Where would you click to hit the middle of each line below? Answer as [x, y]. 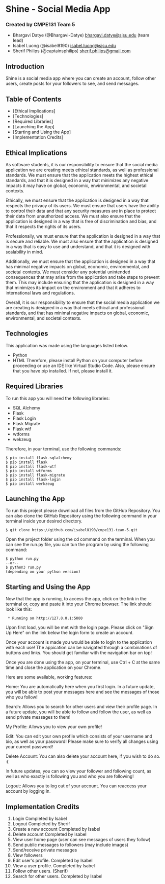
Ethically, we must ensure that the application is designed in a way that [77, 200]
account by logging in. [28, 791]
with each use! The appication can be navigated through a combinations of [82, 648]
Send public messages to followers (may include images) [70, 845]
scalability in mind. [25, 252]
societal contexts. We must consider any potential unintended [68, 272]
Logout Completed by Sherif [41, 824]
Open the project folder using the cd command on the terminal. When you [80, 539]
